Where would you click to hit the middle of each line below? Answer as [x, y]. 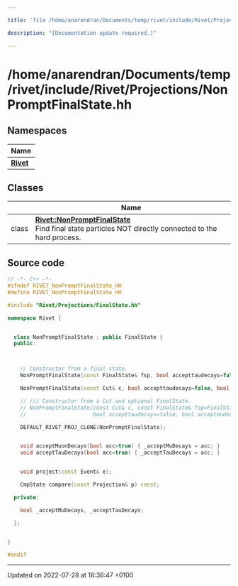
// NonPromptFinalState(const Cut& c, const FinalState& [106, 408]
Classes [25, 188]
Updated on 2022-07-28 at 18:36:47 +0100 [70, 575]
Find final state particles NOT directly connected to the [126, 229]
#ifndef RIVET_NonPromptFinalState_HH [64, 286]
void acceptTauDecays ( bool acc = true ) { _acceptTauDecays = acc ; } [120, 453]
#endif [17, 555]
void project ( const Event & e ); [66, 472]
